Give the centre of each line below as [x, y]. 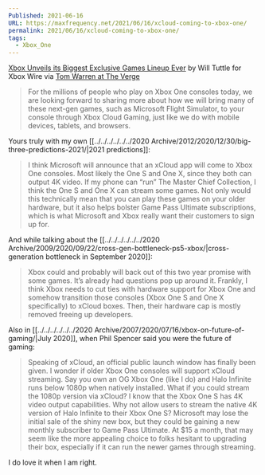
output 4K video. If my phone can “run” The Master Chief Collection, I [142, 182]
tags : [17, 38]
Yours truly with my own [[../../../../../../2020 [79, 141]
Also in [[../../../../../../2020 [51, 330]
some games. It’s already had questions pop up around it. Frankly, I [138, 281]
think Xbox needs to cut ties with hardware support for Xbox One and [142, 289]
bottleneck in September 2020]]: [99, 257]
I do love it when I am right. [53, 462]
